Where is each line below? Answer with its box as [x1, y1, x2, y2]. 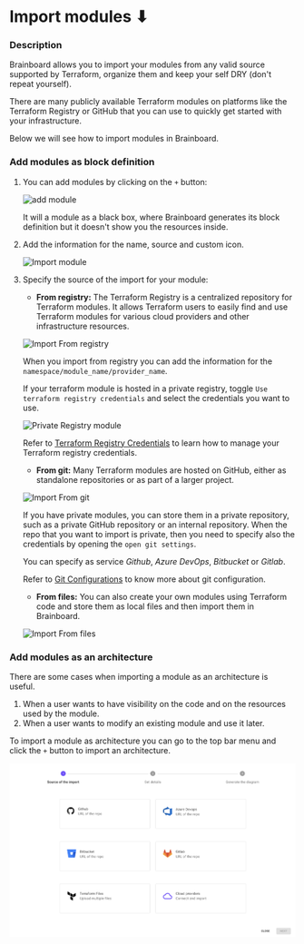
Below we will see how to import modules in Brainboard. [9, 133, 220, 144]
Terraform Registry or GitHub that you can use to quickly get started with [9, 106, 282, 117]
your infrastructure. [9, 115, 83, 126]
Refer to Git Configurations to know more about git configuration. [22, 574, 266, 585]
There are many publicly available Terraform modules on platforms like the [9, 96, 288, 107]
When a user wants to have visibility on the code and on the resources [22, 699, 286, 710]
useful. [9, 681, 35, 692]
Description [9, 39, 63, 52]
